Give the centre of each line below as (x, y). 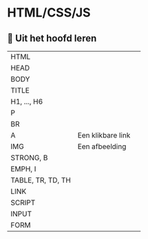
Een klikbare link (104, 135)
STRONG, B (29, 158)
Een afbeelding (102, 146)
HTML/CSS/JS (49, 13)
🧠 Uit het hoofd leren (52, 38)
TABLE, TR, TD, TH (41, 180)
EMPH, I (23, 169)
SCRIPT (23, 203)
